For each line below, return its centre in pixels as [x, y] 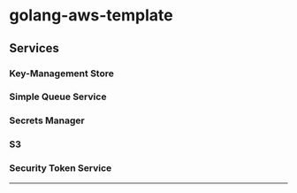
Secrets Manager [47, 120]
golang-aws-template [91, 15]
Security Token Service [61, 168]
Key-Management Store [62, 73]
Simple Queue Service [58, 96]
